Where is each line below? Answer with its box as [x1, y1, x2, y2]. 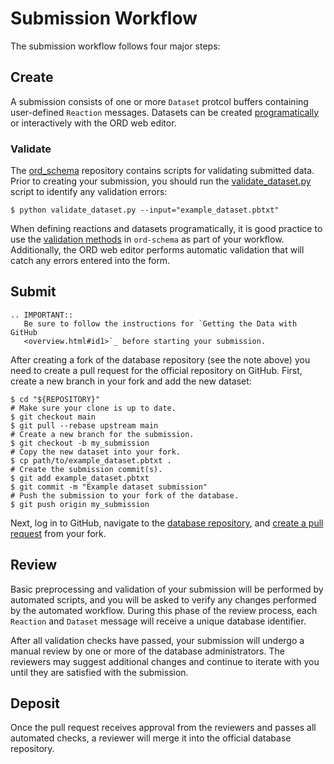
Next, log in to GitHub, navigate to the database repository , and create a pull [10, 517, 324, 529]
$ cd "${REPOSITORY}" [10, 394, 101, 404]
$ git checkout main [10, 412, 97, 422]
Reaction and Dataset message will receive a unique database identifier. [10, 615, 307, 627]
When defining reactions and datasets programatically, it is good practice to [10, 223, 323, 235]
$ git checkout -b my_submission [10, 438, 150, 448]
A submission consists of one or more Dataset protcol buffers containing [10, 95, 309, 107]
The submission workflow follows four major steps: [10, 40, 221, 52]
